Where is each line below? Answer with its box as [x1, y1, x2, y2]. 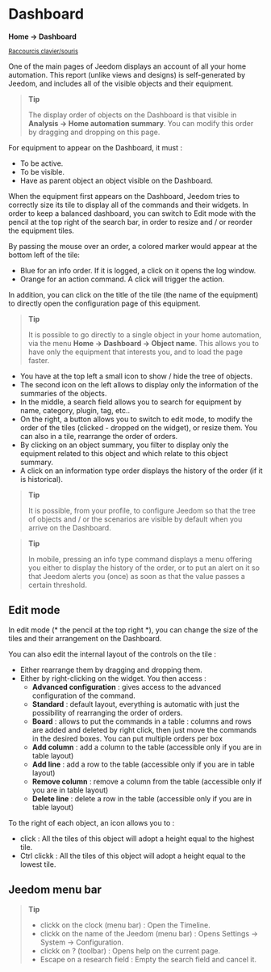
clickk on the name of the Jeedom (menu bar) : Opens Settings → [40, 928, 258, 938]
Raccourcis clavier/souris [8, 47, 79, 55]
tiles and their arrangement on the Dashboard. [8, 633, 162, 643]
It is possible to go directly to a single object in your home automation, [27, 329, 262, 340]
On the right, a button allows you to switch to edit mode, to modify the [19, 414, 252, 424]
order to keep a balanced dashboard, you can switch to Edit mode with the [8, 208, 256, 218]
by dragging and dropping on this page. [27, 127, 161, 137]
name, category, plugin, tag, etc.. [19, 405, 131, 415]
